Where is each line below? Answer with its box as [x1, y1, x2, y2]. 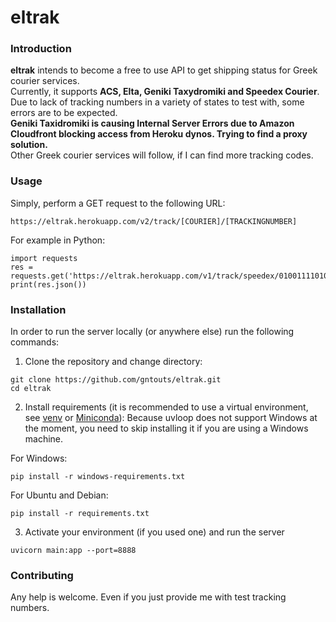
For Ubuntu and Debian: [10, 489, 109, 501]
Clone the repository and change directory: [24, 356, 203, 368]
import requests [10, 253, 78, 263]
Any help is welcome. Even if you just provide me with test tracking [10, 591, 287, 603]
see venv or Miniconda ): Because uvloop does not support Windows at [24, 412, 318, 424]
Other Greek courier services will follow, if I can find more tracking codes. [10, 149, 314, 161]
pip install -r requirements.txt [10, 509, 150, 519]
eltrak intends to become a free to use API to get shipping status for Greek [10, 64, 318, 76]
